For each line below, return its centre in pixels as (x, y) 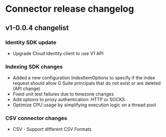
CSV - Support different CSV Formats (52, 129)
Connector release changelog (70, 9)
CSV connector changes (36, 118)
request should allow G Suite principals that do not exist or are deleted (87, 83)
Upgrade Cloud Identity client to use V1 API (58, 53)
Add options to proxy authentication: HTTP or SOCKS (69, 100)
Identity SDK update (31, 42)
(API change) (27, 89)
